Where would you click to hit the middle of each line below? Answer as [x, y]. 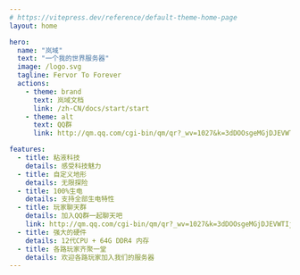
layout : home [33, 26]
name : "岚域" [40, 50]
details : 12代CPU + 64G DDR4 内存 [87, 241]
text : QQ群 [53, 125]
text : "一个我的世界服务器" [63, 59]
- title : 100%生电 [50, 191]
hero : [19, 42]
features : [28, 150]
